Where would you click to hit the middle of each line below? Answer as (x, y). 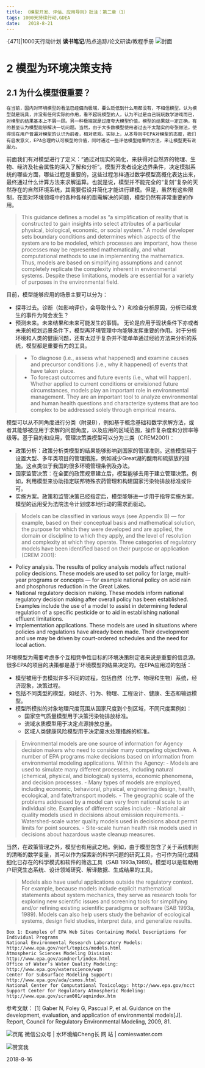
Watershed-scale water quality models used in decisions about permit (109, 821)
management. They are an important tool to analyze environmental (114, 397)
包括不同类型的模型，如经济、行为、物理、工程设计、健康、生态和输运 (103, 693)
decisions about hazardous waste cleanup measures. (88, 834)
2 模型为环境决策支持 (59, 68)
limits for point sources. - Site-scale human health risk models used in (109, 828)
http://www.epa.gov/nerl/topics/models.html (64, 948)
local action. (31, 645)
